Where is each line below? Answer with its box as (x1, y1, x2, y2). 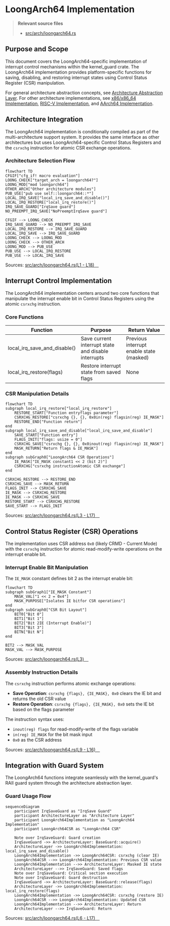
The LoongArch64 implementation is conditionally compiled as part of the (5, 128, 159, 135)
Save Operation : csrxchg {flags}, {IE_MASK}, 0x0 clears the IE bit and (12, 690, 161, 696)
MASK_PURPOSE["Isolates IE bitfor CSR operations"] (14, 599, 125, 604)
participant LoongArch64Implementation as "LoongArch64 (14, 817, 135, 823)
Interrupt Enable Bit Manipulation (5, 564, 89, 571)
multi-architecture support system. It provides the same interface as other (5, 134, 160, 140)
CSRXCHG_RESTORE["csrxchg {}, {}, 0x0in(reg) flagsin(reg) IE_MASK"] (14, 415, 164, 420)
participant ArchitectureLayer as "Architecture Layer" (14, 813, 135, 818)
